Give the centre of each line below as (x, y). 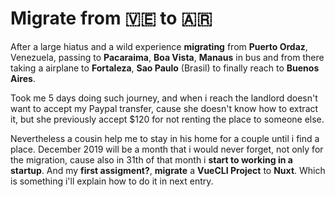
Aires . (23, 78)
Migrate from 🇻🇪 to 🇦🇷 (111, 18)
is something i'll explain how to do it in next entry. (112, 181)
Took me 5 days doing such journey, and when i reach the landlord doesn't (164, 98)
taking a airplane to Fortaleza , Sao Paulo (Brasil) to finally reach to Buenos (165, 68)
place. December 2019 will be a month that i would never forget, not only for (167, 149)
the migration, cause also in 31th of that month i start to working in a (151, 159)
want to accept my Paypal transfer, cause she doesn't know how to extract (164, 108)
